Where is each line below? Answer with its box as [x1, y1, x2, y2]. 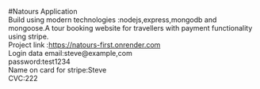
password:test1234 [8, 57, 71, 66]
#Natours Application [8, 7, 78, 16]
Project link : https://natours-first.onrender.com [8, 40, 161, 50]
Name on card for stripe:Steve [8, 65, 107, 74]
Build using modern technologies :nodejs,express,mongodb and [8, 15, 217, 24]
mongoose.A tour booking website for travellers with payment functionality [8, 24, 253, 32]
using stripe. [8, 32, 49, 41]
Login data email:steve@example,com [8, 49, 132, 57]
